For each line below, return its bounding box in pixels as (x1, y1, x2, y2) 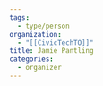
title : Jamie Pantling (9, 47, 94, 56)
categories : (9, 55, 54, 64)
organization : (9, 30, 63, 39)
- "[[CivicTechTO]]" (17, 38, 94, 47)
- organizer (17, 64, 63, 73)
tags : (9, 13, 30, 22)
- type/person (17, 21, 70, 30)
